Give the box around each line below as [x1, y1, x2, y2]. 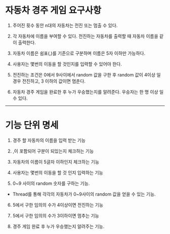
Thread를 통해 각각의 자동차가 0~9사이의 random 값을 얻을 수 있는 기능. [12, 191, 156, 197]
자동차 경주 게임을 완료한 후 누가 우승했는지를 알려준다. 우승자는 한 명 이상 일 [12, 89, 164, 95]
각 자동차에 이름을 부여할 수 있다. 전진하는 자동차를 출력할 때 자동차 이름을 [12, 33, 158, 39]
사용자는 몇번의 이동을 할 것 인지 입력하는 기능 [12, 169, 103, 175]
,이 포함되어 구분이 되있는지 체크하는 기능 [12, 148, 94, 154]
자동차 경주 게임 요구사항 [5, 5, 102, 16]
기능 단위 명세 [5, 120, 59, 131]
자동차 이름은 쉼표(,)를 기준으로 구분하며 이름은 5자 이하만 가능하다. [12, 50, 146, 56]
